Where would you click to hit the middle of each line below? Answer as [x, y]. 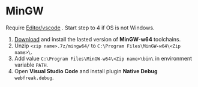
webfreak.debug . [34, 77]
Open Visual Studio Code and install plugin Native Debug [86, 71]
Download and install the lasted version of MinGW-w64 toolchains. [97, 39]
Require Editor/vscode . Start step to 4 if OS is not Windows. [80, 28]
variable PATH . [31, 65]
